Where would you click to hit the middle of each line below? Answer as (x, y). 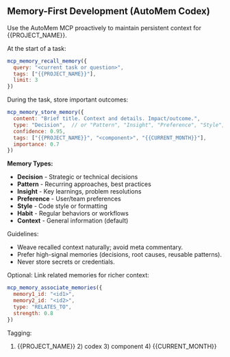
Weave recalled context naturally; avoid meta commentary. (100, 247)
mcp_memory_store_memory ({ (46, 113)
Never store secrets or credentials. (66, 262)
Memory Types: (30, 163)
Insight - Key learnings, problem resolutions (79, 192)
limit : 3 (26, 80)
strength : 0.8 (33, 313)
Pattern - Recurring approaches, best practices (84, 184)
